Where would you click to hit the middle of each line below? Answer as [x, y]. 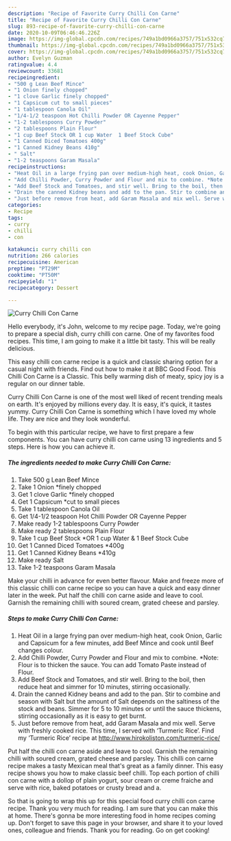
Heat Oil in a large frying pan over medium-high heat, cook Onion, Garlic [120, 636]
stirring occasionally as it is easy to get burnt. [82, 716]
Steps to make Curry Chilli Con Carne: [63, 618]
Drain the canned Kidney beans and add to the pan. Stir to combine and [119, 694]
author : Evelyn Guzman [40, 58]
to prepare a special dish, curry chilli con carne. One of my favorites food [111, 334]
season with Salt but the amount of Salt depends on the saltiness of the [119, 702]
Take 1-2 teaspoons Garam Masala [66, 568]
